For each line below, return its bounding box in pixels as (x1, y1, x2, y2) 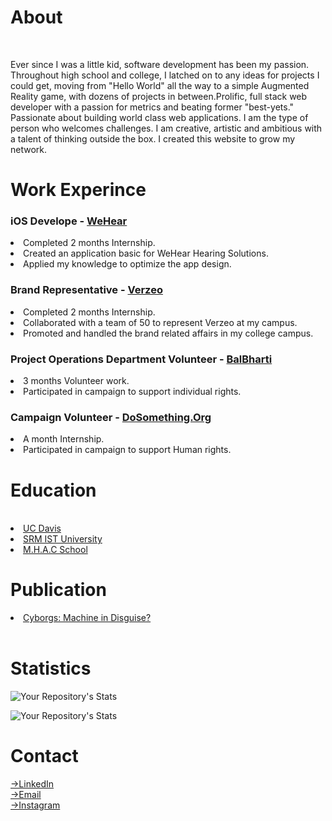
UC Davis (23, 522, 62, 535)
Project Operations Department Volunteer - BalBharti (10, 352, 273, 366)
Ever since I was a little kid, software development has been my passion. (10, 58, 310, 70)
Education (10, 479, 97, 501)
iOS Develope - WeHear (10, 214, 128, 228)
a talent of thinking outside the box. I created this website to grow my (10, 132, 296, 145)
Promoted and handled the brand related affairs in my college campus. (23, 327, 314, 339)
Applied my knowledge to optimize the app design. (23, 258, 232, 270)
